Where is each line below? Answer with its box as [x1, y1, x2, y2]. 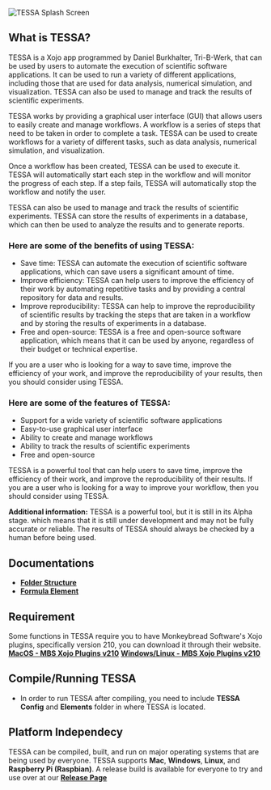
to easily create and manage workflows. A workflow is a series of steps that [8, 120, 261, 129]
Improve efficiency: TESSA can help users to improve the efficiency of [19, 276, 255, 285]
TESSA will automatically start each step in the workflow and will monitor [8, 170, 252, 180]
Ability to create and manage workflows [19, 433, 154, 442]
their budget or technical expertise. [19, 344, 138, 354]
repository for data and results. [19, 293, 124, 302]
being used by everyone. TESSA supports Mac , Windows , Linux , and [8, 755, 240, 765]
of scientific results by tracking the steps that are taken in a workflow [19, 310, 251, 319]
